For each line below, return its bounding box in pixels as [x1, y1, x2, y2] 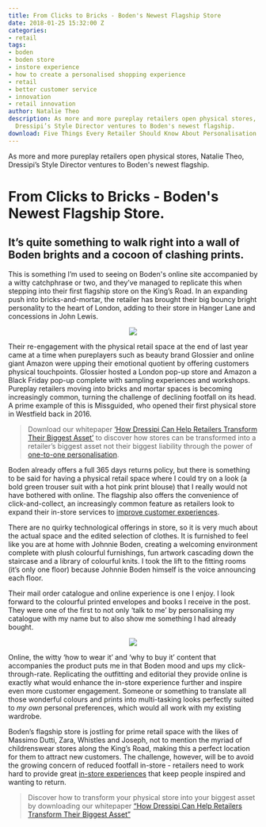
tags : [8, 41, 26, 49]
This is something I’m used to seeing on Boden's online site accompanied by [8, 269, 258, 278]
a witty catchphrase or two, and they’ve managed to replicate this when [8, 278, 242, 287]
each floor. [8, 572, 44, 583]
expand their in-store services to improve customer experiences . [8, 507, 220, 516]
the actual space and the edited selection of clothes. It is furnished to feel [8, 530, 249, 540]
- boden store [8, 56, 55, 64]
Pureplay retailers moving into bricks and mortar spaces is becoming [8, 384, 233, 393]
